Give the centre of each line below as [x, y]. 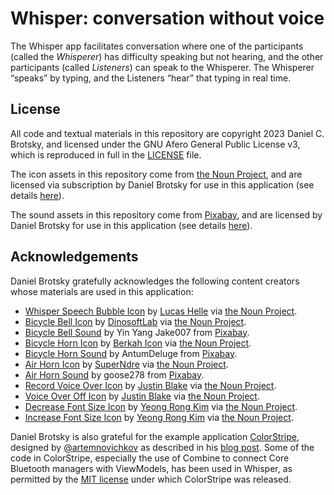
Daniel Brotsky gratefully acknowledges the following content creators [155, 281]
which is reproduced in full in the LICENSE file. [106, 154]
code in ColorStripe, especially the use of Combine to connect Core [150, 458]
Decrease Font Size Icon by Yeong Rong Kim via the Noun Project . [161, 406]
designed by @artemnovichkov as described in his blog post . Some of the [162, 447]
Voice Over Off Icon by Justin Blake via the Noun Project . [142, 396]
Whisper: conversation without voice [167, 18]
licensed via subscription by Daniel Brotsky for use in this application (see [162, 184]
